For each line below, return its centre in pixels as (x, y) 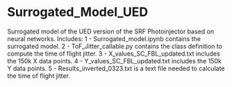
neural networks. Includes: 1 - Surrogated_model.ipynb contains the (104, 38)
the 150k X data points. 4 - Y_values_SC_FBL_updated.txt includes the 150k (115, 61)
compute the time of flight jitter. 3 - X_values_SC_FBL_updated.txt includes (114, 54)
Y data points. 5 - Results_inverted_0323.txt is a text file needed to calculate (116, 68)
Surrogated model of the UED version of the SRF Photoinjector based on (110, 31)
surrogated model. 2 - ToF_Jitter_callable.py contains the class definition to (115, 46)
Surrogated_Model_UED (77, 12)
